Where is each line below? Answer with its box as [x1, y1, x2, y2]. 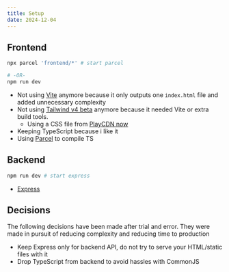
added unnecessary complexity [16, 98, 106, 106]
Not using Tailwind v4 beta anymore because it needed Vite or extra [16, 105, 209, 113]
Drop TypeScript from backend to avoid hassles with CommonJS [16, 258, 200, 266]
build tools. [16, 112, 49, 120]
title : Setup [7, 10, 44, 17]
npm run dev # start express [7, 172, 90, 179]
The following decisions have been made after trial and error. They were [7, 223, 211, 231]
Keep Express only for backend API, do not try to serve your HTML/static [16, 243, 223, 251]
